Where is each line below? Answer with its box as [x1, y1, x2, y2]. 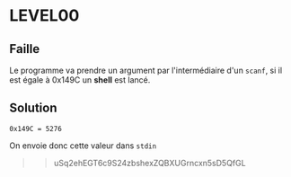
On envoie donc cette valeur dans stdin [9, 140, 157, 151]
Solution [9, 101, 57, 116]
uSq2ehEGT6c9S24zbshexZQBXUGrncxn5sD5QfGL [53, 157, 246, 168]
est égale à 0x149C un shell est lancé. [9, 75, 151, 85]
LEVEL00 [9, 5, 80, 26]
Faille [9, 41, 40, 57]
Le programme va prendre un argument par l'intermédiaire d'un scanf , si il [9, 65, 283, 75]
